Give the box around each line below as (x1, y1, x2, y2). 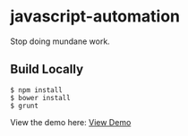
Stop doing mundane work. (10, 36, 110, 47)
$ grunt (10, 101, 39, 110)
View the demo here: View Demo (10, 116, 132, 127)
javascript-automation (10, 6, 181, 27)
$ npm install (10, 85, 64, 95)
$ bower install (10, 93, 71, 102)
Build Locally (10, 62, 84, 77)
